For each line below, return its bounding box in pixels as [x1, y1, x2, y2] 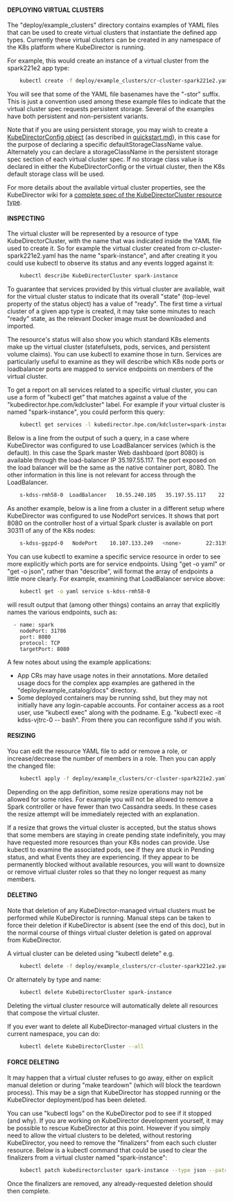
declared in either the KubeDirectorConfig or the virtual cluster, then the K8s [7, 163, 225, 171]
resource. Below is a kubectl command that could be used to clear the [7, 1146, 207, 1154]
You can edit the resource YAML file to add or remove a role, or [7, 747, 187, 755]
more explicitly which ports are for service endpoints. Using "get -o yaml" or [7, 559, 225, 568]
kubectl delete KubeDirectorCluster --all [19, 1043, 144, 1050]
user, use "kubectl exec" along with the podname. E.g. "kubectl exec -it [17, 708, 222, 716]
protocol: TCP [19, 639, 60, 646]
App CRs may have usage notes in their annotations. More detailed [17, 671, 208, 680]
